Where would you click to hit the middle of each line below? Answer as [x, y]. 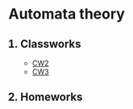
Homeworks [51, 97]
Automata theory [66, 14]
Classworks [51, 44]
